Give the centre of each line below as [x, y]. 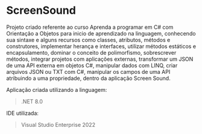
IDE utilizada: [23, 113]
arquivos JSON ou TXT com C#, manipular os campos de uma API [88, 72]
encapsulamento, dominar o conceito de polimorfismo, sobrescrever [91, 52]
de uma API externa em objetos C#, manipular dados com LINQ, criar [92, 65]
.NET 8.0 [32, 101]
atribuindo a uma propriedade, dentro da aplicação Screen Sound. [88, 78]
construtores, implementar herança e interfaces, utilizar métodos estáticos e [101, 46]
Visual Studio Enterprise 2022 [58, 124]
